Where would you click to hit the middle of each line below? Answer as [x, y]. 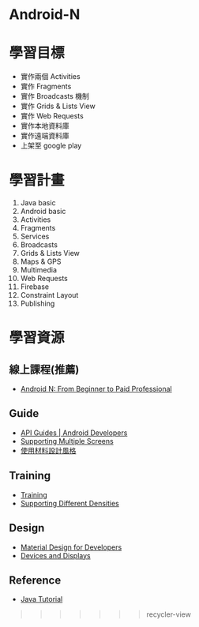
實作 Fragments [46, 86]
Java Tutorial [41, 599]
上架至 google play [51, 146]
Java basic [38, 203]
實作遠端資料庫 [45, 136]
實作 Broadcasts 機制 [55, 96]
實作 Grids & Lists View [58, 106]
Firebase [35, 287]
